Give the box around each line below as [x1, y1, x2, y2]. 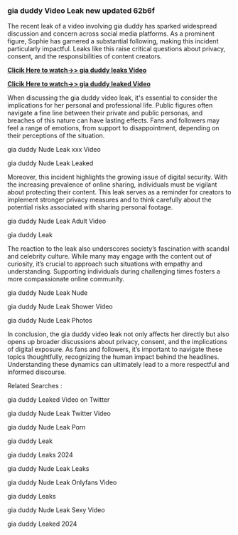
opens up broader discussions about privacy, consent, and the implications [7, 338, 227, 346]
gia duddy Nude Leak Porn [7, 423, 86, 432]
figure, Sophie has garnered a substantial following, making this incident [7, 37, 219, 46]
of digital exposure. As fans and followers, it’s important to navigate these [7, 345, 222, 354]
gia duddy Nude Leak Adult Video [7, 217, 107, 226]
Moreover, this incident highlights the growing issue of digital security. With [7, 173, 228, 182]
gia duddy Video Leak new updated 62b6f [7, 6, 155, 16]
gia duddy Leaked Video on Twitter [7, 395, 110, 404]
